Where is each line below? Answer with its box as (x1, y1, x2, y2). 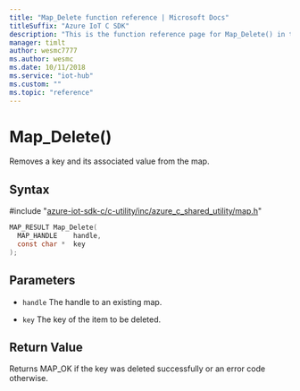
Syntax (9, 182, 50, 197)
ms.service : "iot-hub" (9, 72, 94, 81)
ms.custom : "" (9, 80, 62, 89)
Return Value (9, 339, 83, 354)
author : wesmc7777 (9, 47, 78, 55)
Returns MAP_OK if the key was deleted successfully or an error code (9, 363, 266, 374)
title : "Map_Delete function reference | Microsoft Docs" (9, 13, 229, 22)
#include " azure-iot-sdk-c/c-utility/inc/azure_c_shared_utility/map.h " (9, 206, 262, 217)
